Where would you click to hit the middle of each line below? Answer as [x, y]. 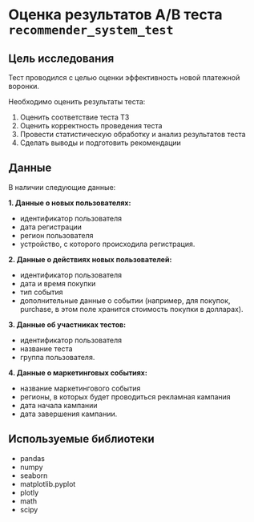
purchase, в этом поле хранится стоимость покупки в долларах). [131, 309]
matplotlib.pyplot [48, 484]
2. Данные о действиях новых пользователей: [90, 259]
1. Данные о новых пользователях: [70, 203]
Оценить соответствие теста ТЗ [75, 117]
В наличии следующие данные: [62, 187]
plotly [29, 492]
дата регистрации [51, 227]
